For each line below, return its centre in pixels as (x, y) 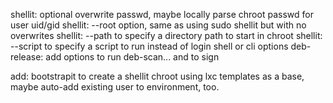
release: (27, 57)
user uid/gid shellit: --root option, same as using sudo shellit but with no (158, 25)
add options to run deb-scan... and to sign (132, 57)
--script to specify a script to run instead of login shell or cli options (149, 46)
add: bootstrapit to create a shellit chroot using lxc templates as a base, (157, 76)
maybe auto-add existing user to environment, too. (115, 87)
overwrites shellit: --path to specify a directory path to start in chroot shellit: (166, 35)
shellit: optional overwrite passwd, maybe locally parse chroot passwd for (162, 14)
